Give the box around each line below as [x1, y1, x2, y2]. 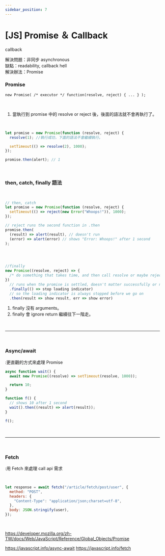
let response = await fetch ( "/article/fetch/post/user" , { [5, 484, 129, 490]
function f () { [5, 396, 36, 401]
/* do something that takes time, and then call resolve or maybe [9, 273, 148, 278]
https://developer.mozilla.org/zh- [5, 530, 72, 536]
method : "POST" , [9, 489, 43, 494]
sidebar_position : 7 [5, 7, 48, 12]
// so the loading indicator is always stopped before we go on [9, 291, 144, 296]
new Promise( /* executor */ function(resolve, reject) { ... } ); [5, 92, 146, 97]
